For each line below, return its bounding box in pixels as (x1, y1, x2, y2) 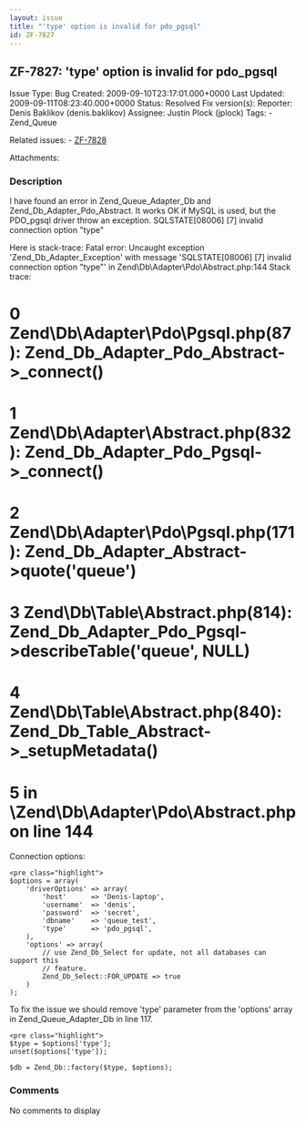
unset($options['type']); (9, 1048, 107, 1057)
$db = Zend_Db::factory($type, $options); (9, 1063, 173, 1072)
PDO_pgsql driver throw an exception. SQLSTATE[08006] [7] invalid (9, 215, 264, 226)
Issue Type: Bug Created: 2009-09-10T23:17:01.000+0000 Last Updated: (9, 88, 285, 99)
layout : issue (9, 13, 64, 23)
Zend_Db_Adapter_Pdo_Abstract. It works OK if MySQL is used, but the (9, 206, 276, 217)
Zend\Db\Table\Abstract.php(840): (9, 702, 282, 723)
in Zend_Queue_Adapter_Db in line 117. (9, 1014, 153, 1025)
